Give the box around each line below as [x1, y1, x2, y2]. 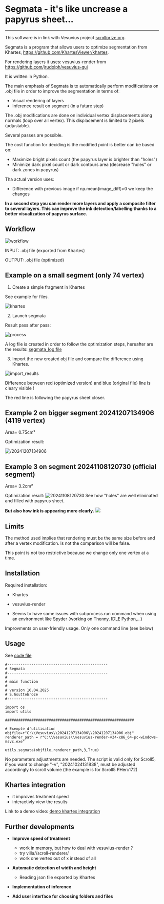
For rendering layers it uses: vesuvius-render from [5, 59, 106, 65]
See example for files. [5, 294, 49, 300]
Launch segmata [12, 312, 46, 319]
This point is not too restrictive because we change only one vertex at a [5, 550, 149, 556]
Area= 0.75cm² [5, 429, 36, 435]
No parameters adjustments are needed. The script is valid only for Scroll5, [5, 756, 156, 762]
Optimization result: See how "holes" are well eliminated [5, 493, 158, 499]
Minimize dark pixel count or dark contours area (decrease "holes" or [12, 162, 152, 167]
